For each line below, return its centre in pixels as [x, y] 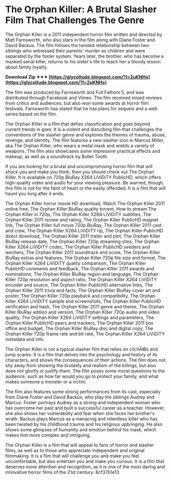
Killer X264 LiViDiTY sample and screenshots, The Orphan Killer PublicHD [83, 301]
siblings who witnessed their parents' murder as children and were [75, 51]
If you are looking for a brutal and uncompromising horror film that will [79, 166]
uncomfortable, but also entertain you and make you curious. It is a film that [85, 461]
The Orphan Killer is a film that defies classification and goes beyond [78, 124]
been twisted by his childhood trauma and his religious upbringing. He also [84, 424]
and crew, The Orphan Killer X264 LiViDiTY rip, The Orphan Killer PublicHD [84, 231]
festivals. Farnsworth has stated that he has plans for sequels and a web [81, 108]
